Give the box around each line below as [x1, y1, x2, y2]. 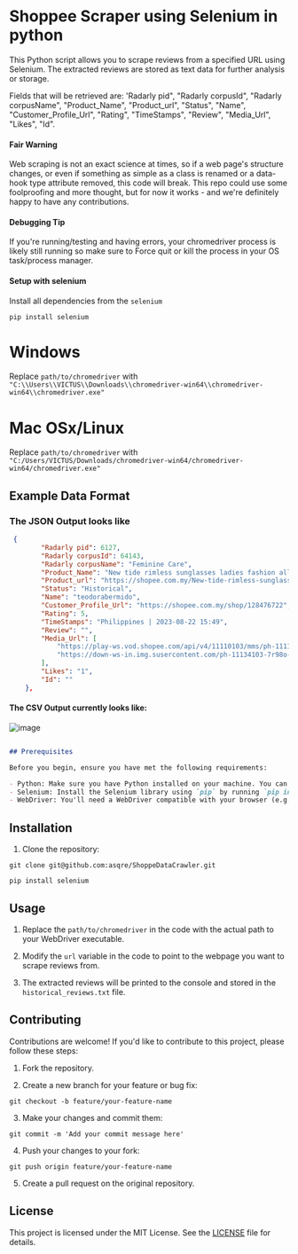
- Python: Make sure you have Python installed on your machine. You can [9, 779, 288, 788]
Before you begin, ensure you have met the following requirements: [9, 763, 268, 772]
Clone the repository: [21, 844, 100, 855]
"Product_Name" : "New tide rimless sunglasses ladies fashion [41, 568, 276, 577]
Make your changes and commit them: [21, 1112, 163, 1123]
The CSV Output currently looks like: [9, 702, 148, 713]
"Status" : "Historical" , [41, 584, 133, 593]
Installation [9, 820, 73, 835]
